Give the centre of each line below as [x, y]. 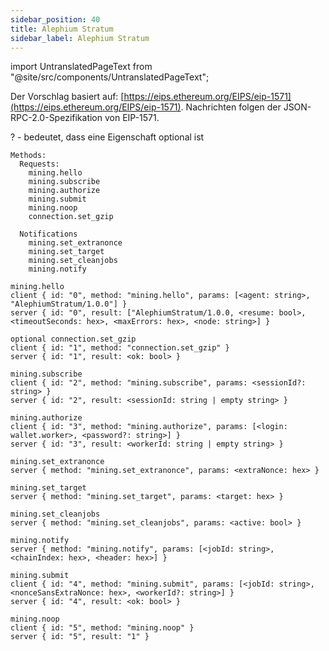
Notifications [48, 234]
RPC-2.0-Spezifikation [56, 118]
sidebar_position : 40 [55, 19]
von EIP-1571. [132, 118]
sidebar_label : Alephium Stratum [80, 38]
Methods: [28, 156]
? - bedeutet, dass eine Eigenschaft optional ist [107, 137]
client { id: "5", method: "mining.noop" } [102, 628]
